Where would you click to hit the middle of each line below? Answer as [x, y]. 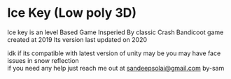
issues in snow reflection [43, 60]
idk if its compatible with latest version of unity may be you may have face [114, 53]
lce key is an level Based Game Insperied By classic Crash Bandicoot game [115, 32]
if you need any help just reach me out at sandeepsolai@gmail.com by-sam [116, 68]
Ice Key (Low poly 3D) [72, 13]
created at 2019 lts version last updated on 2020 [77, 39]
